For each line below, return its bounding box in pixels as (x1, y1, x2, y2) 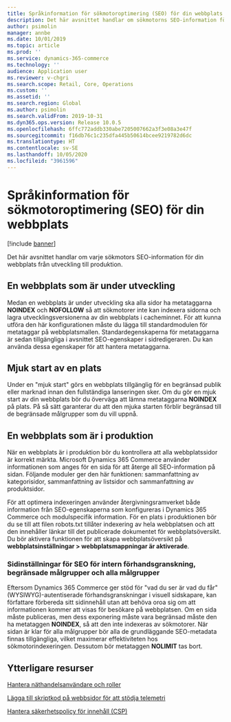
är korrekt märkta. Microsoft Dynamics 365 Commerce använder (7, 456, 190, 464)
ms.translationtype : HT (7, 139, 76, 146)
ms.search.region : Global (7, 100, 81, 107)
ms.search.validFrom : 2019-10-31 (7, 112, 103, 119)
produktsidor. (7, 485, 45, 493)
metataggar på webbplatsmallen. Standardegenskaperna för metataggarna (7, 328, 219, 336)
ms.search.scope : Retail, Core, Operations (7, 81, 134, 88)
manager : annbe (7, 29, 51, 37)
